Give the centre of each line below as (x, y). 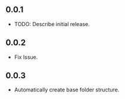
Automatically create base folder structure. (67, 90)
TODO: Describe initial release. (52, 24)
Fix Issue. (26, 57)
